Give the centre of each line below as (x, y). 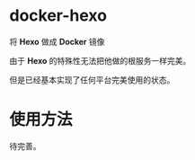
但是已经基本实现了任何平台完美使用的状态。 (92, 80)
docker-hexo (58, 16)
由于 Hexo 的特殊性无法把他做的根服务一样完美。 (100, 60)
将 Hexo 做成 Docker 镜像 (57, 41)
